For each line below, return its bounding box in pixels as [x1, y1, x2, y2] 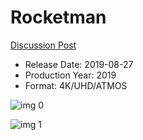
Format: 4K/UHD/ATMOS [24, 79, 128, 91]
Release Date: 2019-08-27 [24, 58, 134, 70]
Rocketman [10, 6, 107, 29]
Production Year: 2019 [24, 69, 117, 81]
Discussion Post [10, 39, 77, 51]
